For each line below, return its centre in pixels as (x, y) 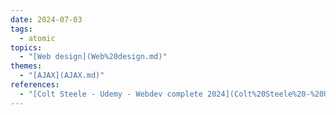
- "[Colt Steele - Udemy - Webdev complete (111, 94)
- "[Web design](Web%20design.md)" (93, 57)
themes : (26, 66)
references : (35, 85)
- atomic (37, 38)
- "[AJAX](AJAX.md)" (62, 76)
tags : (21, 29)
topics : (26, 47)
